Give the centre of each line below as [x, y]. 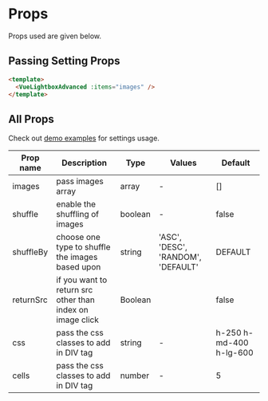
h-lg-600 [235, 353]
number [135, 375]
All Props [31, 119]
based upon [79, 267]
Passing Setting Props [65, 61]
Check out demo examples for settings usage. [84, 138]
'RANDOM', [180, 258]
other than [76, 300]
